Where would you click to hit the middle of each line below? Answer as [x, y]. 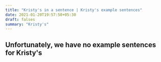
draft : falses [20, 19]
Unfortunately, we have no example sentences [81, 44]
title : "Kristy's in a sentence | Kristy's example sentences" [74, 10]
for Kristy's [24, 53]
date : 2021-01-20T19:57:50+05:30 [41, 15]
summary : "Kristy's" [27, 24]
